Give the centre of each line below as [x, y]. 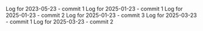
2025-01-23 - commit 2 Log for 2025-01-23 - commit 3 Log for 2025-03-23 [101, 15]
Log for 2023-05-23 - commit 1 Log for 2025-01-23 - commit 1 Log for [94, 9]
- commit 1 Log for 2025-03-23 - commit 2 [60, 22]
